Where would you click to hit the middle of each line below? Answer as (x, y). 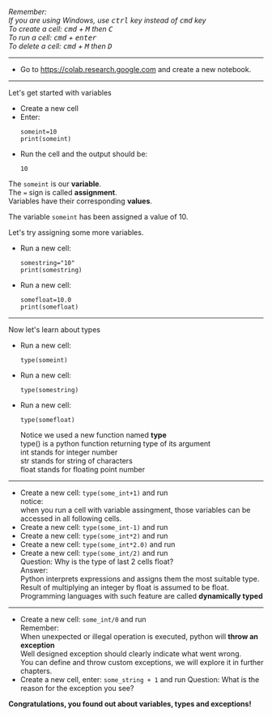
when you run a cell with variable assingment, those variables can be (135, 510)
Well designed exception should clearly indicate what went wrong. (131, 654)
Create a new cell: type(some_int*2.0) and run (98, 544)
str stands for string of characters (76, 461)
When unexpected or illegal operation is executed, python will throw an (139, 636)
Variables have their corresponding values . (80, 201)
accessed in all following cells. (71, 519)
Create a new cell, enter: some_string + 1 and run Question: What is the (140, 679)
